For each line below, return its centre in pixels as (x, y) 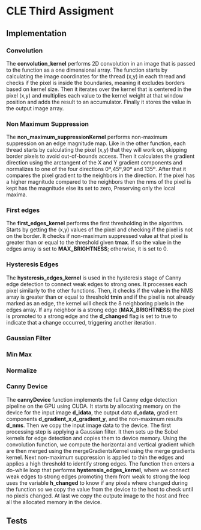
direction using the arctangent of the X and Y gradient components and (94, 163)
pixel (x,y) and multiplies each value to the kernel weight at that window (95, 95)
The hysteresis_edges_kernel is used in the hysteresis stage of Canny (94, 278)
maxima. (17, 195)
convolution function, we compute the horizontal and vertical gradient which (100, 444)
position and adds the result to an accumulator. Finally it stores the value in (99, 102)
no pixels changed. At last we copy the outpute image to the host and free (97, 496)
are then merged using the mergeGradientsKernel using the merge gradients (100, 450)
